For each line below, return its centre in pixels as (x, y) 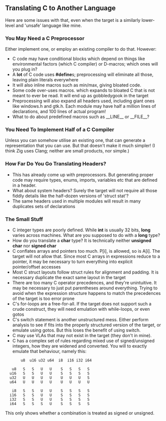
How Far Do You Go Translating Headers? (56, 164)
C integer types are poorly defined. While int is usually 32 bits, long (81, 230)
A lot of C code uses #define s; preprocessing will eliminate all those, (83, 74)
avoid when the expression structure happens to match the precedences (86, 293)
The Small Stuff (24, 219)
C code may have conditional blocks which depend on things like (79, 59)
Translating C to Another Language (60, 8)
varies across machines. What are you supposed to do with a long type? (86, 235)
